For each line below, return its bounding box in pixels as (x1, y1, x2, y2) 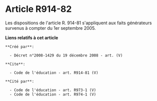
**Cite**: (5, 61, 26, 66)
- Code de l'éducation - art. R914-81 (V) (9, 70, 99, 75)
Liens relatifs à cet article (5, 35, 58, 41)
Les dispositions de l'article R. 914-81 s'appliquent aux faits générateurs (5, 20, 152, 26)
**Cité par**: (5, 79, 35, 84)
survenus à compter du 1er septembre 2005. (5, 25, 96, 31)
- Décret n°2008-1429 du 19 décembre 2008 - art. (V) (9, 53, 123, 58)
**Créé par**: (5, 44, 35, 49)
